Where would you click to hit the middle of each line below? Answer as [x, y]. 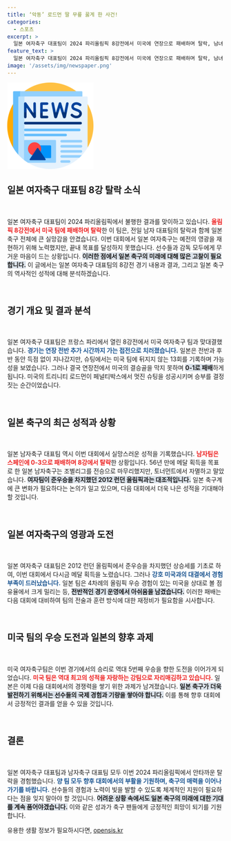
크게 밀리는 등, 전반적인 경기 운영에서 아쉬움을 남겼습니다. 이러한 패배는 [126, 592]
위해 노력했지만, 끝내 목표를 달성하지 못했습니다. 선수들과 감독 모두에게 [120, 247]
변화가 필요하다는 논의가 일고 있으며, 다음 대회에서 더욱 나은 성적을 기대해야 [123, 488]
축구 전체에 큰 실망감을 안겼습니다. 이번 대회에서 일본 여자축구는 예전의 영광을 [111, 239]
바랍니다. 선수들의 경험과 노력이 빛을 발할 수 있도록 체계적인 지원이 [114, 789]
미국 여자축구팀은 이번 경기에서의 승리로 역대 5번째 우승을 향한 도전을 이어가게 [112, 669]
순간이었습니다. [40, 385]
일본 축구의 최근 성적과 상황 [61, 422]
